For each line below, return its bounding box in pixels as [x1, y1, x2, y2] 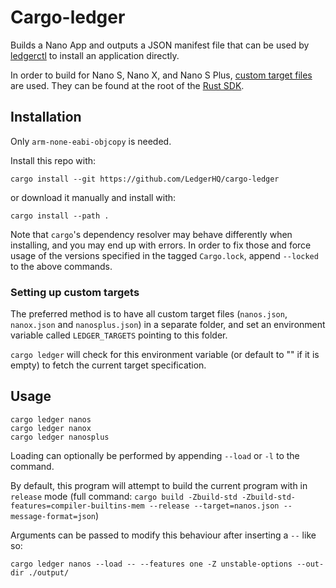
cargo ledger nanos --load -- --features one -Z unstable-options [10, 559, 293, 569]
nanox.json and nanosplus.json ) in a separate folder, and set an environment [10, 319, 326, 331]
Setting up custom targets [10, 285, 140, 299]
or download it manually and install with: [10, 191, 177, 203]
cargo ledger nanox [10, 423, 92, 433]
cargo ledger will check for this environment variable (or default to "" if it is [10, 349, 320, 361]
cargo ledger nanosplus [10, 432, 110, 442]
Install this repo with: [10, 154, 97, 166]
